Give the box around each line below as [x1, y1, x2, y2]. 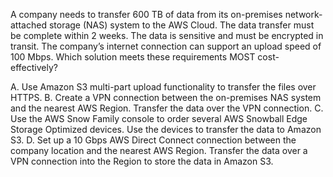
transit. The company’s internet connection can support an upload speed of [10, 40, 322, 52]
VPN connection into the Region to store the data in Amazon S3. [10, 155, 274, 167]
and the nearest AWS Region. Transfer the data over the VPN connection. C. [10, 102, 324, 114]
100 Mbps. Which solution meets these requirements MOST [10, 51, 256, 63]
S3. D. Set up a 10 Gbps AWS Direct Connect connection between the [10, 134, 297, 146]
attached [10, 19, 47, 31]
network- [284, 9, 323, 20]
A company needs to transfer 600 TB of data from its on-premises [10, 9, 283, 20]
